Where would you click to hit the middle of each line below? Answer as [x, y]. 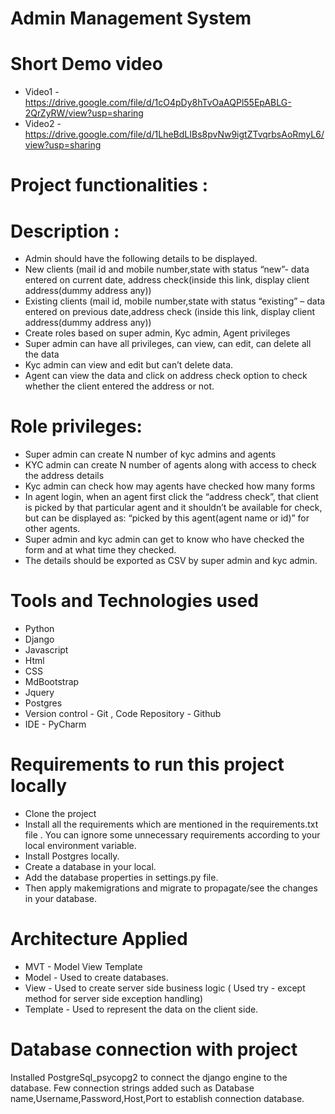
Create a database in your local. [90, 867]
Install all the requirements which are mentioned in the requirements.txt [171, 824]
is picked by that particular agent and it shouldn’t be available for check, [173, 508]
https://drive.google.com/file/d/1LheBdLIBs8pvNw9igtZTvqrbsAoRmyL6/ [174, 134]
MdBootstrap [52, 682]
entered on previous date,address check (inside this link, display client [170, 312]
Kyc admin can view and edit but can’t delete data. [129, 365]
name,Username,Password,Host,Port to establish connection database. [157, 1098]
